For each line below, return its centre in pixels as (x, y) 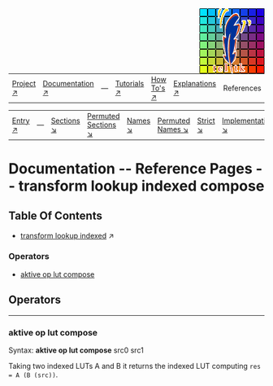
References (242, 88)
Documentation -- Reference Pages (131, 168)
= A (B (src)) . (33, 375)
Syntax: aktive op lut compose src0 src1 (76, 350)
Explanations (195, 84)
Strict (206, 121)
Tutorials (130, 84)
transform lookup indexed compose (141, 186)
